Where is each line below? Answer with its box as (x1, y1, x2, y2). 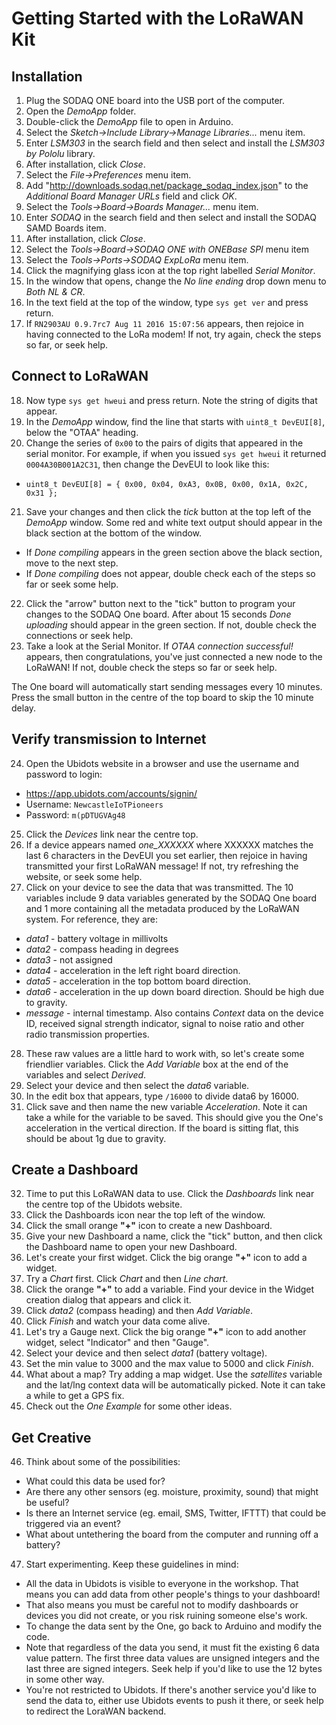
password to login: (25, 768, 103, 780)
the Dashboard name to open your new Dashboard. (25, 1241, 238, 1253)
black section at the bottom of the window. (25, 527, 203, 539)
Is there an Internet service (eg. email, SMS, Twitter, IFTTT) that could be (25, 1507, 327, 1519)
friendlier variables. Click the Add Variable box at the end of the (25, 1058, 289, 1070)
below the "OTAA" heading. (25, 426, 139, 438)
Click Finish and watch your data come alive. (25, 1315, 211, 1327)
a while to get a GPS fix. (25, 1390, 125, 1402)
